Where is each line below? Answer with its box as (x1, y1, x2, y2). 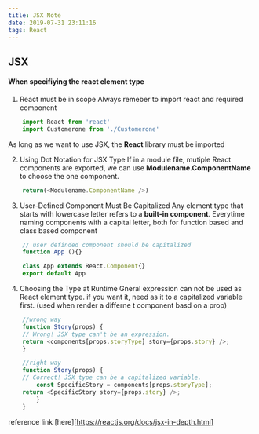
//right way (22, 359, 61, 367)
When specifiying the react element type (8, 77, 145, 86)
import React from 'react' (22, 118, 111, 126)
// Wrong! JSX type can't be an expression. (22, 330, 170, 338)
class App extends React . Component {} (22, 262, 146, 271)
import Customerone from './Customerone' (22, 125, 159, 133)
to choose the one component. (19, 171, 119, 181)
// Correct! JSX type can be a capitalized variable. (22, 374, 202, 381)
